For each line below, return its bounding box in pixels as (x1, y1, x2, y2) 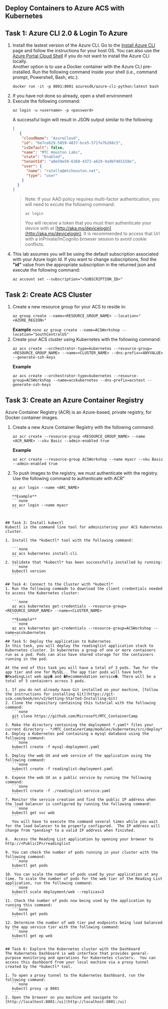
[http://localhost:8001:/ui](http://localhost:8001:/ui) (5, 999, 127, 1004)
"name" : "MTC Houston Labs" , (22, 150, 83, 155)
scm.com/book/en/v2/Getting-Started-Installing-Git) (5, 696, 118, 701)
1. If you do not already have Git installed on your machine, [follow (5, 688, 158, 693)
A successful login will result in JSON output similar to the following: (12, 117, 154, 123)
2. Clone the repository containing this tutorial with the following (5, 701, 156, 706)
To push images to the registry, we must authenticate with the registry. (12, 470, 158, 476)
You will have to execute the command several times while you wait (12, 819, 158, 824)
